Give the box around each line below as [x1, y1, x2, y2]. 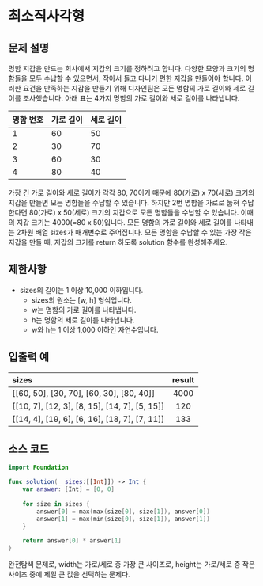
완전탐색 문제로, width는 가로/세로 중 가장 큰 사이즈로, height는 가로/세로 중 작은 [8, 560, 255, 569]
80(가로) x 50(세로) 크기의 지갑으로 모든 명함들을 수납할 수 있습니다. [28, 207, 239, 217]
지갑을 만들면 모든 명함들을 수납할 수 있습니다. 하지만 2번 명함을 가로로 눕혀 [8, 198, 240, 207]
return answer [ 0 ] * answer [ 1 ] [22, 537, 122, 545]
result [171, 374, 195, 385]
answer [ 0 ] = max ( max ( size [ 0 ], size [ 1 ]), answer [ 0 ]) [36, 508, 211, 516]
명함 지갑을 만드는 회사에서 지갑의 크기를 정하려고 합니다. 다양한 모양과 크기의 [8, 64, 246, 73]
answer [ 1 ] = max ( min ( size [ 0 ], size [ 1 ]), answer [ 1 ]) [36, 515, 211, 523]
